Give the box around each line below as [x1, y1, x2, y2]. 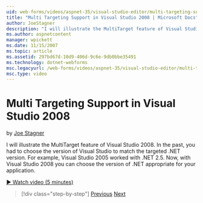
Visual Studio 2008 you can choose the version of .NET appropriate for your [6, 161, 196, 168]
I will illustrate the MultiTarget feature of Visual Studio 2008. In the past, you [6, 141, 195, 149]
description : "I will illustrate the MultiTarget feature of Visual [6, 25, 182, 32]
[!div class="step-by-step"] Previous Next [21, 190, 126, 198]
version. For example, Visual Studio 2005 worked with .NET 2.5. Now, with [6, 154, 191, 161]
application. [6, 167, 36, 174]
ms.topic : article [6, 48, 53, 54]
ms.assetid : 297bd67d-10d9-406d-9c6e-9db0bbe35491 [6, 54, 137, 60]
